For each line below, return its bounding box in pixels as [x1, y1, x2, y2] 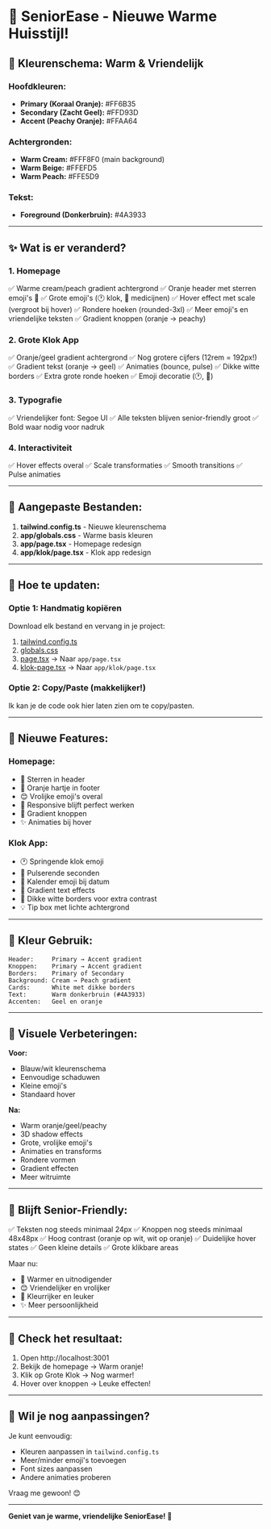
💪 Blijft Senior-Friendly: [8, 1203, 128, 1217]
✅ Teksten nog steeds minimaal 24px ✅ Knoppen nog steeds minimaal [8, 1225, 244, 1235]
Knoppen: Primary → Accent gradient [8, 962, 143, 970]
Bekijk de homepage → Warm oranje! [19, 1362, 144, 1372]
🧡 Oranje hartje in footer [19, 782, 101, 793]
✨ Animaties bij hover [19, 817, 92, 827]
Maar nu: [8, 1259, 39, 1269]
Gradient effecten [19, 1164, 79, 1173]
